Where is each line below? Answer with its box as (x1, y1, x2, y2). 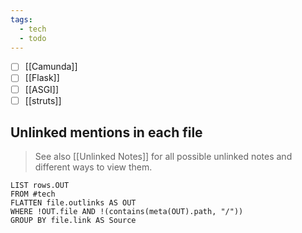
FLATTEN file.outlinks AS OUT (10, 198, 137, 208)
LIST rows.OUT (10, 181, 70, 191)
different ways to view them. (34, 161, 153, 173)
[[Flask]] (24, 72, 60, 84)
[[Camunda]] (24, 61, 78, 73)
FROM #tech (10, 189, 56, 200)
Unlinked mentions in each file (10, 124, 203, 141)
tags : (10, 14, 33, 25)
